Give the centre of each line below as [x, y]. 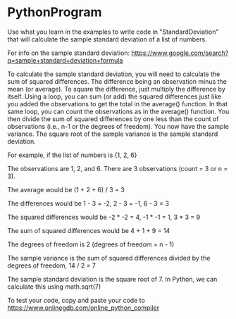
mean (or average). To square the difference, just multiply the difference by [116, 89]
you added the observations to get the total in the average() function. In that [117, 104]
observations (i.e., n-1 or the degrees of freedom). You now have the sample [118, 126]
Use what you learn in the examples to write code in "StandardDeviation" [113, 32]
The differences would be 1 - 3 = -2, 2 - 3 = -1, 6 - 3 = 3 [88, 203]
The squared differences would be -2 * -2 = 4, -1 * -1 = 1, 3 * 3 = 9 [104, 217]
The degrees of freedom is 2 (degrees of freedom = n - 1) [91, 244]
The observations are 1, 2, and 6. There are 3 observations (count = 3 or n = [118, 168]
